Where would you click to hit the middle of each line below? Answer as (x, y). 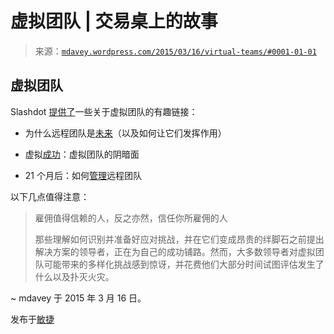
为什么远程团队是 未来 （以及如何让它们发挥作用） (125, 133)
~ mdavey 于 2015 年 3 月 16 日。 (78, 298)
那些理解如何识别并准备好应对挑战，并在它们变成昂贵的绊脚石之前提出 (179, 239)
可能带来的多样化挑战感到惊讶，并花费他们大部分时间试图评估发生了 (184, 264)
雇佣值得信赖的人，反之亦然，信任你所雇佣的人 (131, 218)
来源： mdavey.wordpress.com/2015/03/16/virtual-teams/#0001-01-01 (175, 51)
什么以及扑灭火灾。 (74, 276)
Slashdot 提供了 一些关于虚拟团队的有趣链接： (104, 111)
